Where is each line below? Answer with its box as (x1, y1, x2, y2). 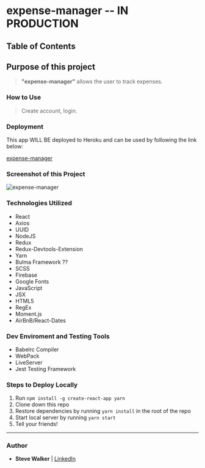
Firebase (15, 271, 38, 279)
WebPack (15, 352, 40, 359)
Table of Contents (6, 41, 76, 51)
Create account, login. (21, 107, 77, 114)
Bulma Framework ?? (15, 258, 68, 266)
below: (6, 142, 23, 150)
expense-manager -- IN (6, 4, 129, 18)
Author (6, 441, 28, 450)
